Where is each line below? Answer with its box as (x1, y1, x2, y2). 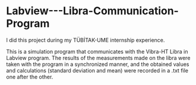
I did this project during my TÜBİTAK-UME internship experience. (6, 36, 165, 43)
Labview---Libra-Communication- (6, 4, 179, 18)
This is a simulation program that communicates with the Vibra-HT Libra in (6, 48, 188, 55)
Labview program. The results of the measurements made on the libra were (6, 54, 191, 61)
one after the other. (6, 73, 53, 80)
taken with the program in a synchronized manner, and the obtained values (6, 61, 189, 68)
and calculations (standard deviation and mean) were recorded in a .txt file (6, 67, 189, 74)
